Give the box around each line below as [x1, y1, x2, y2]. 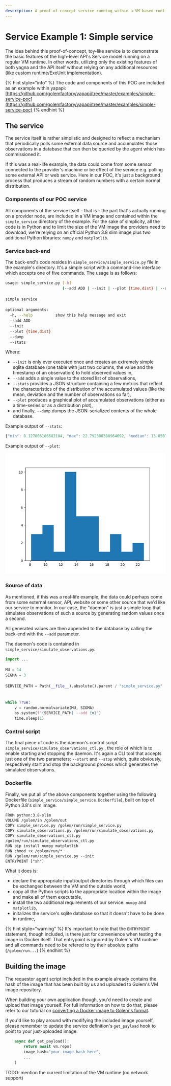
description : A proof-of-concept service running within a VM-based [5, 8, 154, 13]
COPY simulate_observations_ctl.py [5, 833, 81, 838]
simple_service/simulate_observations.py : [5, 646, 96, 652]
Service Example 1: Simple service [5, 31, 154, 42]
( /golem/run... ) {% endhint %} [5, 947, 71, 954]
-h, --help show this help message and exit [10, 313, 126, 318]
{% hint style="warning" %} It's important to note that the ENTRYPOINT [5, 925, 150, 932]
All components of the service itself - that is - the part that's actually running [5, 207, 166, 213]
